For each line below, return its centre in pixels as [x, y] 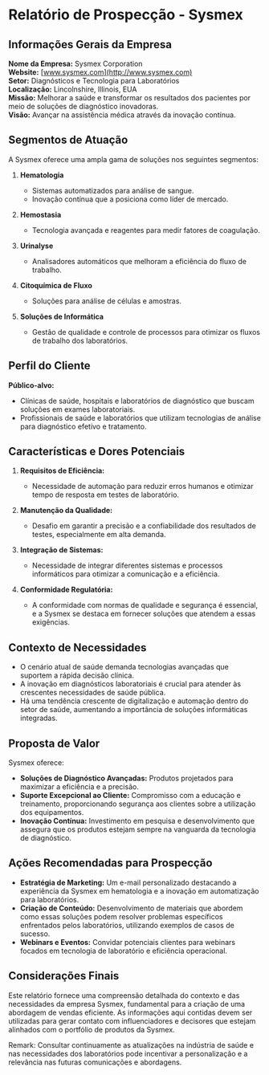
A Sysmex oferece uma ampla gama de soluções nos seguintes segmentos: [133, 159]
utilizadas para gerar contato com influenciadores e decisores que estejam [132, 1020]
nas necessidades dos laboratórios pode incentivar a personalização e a [128, 1053]
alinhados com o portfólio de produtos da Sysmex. [92, 1029]
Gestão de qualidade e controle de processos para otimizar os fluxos [146, 332]
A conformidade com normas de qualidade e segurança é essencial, [145, 605]
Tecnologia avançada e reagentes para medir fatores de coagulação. [146, 230]
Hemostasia [41, 214]
